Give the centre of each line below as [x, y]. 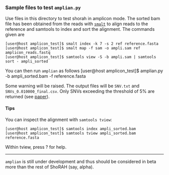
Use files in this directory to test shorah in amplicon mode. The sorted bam [83, 19]
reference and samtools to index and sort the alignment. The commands [80, 29]
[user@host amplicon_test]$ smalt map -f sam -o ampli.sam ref [73, 48]
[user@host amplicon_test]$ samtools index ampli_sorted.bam [71, 129]
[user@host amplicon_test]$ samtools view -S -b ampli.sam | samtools [81, 57]
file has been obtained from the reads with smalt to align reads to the [77, 24]
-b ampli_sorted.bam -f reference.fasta [46, 76]
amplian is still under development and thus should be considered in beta [81, 161]
